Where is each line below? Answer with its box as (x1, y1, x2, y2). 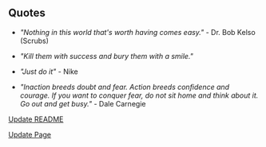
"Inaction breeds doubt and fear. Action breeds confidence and (19, 82, 230, 91)
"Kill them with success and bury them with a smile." (19, 51, 194, 60)
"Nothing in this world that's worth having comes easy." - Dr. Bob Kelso (19, 27, 256, 37)
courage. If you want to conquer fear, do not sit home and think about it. (19, 91, 259, 100)
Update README (8, 114, 64, 124)
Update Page (8, 130, 52, 139)
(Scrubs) (19, 36, 50, 45)
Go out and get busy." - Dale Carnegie (19, 99, 146, 108)
